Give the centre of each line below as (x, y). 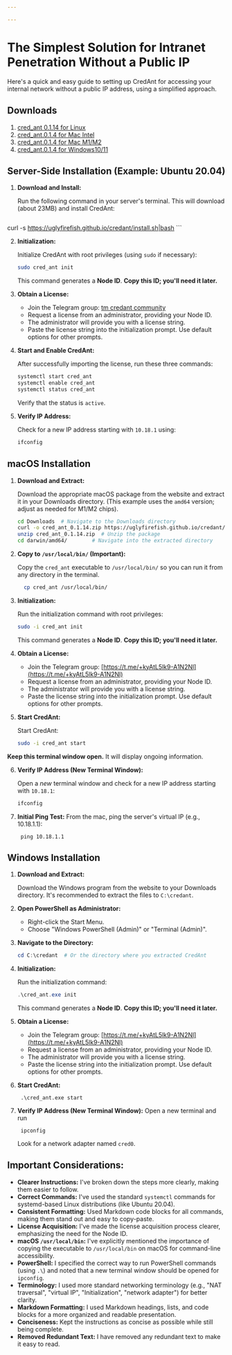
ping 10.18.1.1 (42, 836)
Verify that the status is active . (61, 402)
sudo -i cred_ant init (50, 627)
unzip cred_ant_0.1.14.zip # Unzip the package (89, 534)
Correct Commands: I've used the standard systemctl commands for (116, 1196)
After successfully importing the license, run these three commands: (115, 364)
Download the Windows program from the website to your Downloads (117, 888)
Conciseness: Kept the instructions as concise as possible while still (115, 1322)
